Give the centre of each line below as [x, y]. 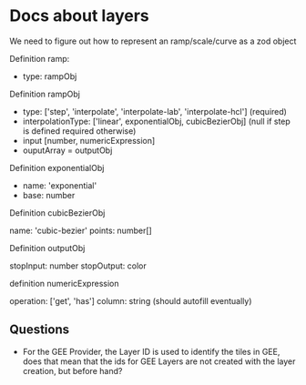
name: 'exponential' [60, 185]
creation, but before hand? [72, 370]
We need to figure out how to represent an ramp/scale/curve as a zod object [153, 41]
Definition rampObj [45, 94]
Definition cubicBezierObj [57, 213]
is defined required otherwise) [79, 131]
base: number [49, 195]
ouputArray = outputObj [67, 150]
